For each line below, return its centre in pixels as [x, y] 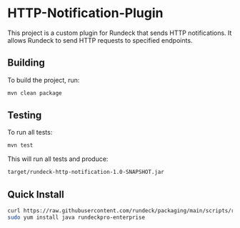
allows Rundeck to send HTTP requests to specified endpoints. [100, 40]
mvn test [20, 145]
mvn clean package [35, 93]
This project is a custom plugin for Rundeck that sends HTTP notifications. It [120, 33]
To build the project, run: [44, 80]
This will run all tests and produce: [58, 159]
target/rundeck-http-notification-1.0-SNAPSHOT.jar [86, 172]
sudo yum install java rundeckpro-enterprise [76, 217]
